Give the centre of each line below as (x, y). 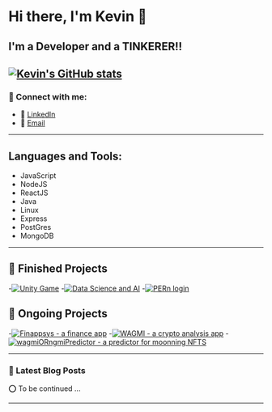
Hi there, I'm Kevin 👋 (78, 17)
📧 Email (33, 123)
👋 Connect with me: (48, 96)
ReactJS (34, 193)
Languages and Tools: (66, 156)
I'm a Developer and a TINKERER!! (96, 47)
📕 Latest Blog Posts (47, 370)
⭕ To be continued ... (45, 389)
